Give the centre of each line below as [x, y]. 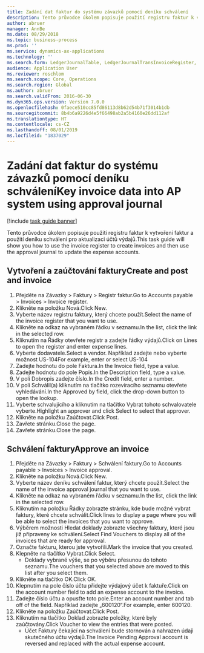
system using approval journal [85, 204]
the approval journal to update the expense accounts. [74, 252]
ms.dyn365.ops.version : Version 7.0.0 [56, 102]
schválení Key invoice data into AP [94, 192]
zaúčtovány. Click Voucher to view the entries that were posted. [94, 625]
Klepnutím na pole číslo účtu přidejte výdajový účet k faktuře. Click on [102, 586]
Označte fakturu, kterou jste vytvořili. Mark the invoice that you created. [104, 547]
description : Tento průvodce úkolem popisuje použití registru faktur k [100, 18]
